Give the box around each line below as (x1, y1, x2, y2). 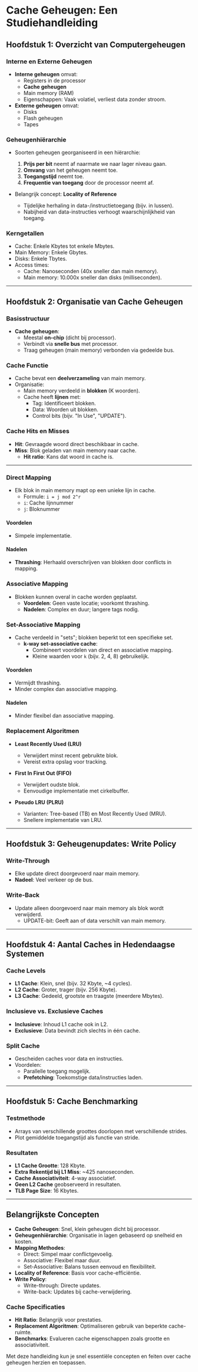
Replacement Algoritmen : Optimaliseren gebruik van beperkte (14, 1322, 168, 1330)
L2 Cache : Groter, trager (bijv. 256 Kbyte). (14, 986, 117, 993)
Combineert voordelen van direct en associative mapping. (32, 647, 173, 654)
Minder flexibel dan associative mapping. (14, 712, 115, 719)
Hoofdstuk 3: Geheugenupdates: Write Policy (6, 839, 177, 849)
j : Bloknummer (23, 506, 60, 513)
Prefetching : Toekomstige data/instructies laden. (23, 1074, 143, 1081)
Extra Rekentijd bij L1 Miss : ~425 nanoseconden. (14, 1168, 134, 1175)
